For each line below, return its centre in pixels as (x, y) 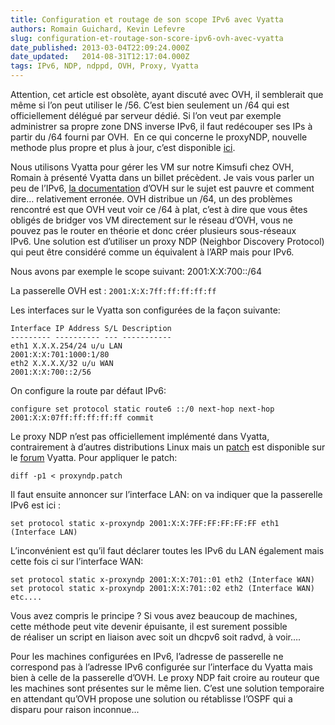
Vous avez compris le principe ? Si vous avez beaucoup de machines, (154, 615)
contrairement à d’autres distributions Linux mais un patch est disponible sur (168, 447)
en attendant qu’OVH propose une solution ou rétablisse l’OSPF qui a (151, 699)
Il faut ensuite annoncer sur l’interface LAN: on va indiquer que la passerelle (166, 494)
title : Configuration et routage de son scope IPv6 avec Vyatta (147, 19)
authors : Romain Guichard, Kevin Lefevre (98, 29)
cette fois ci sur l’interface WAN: (77, 561)
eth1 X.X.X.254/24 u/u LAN (66, 346)
